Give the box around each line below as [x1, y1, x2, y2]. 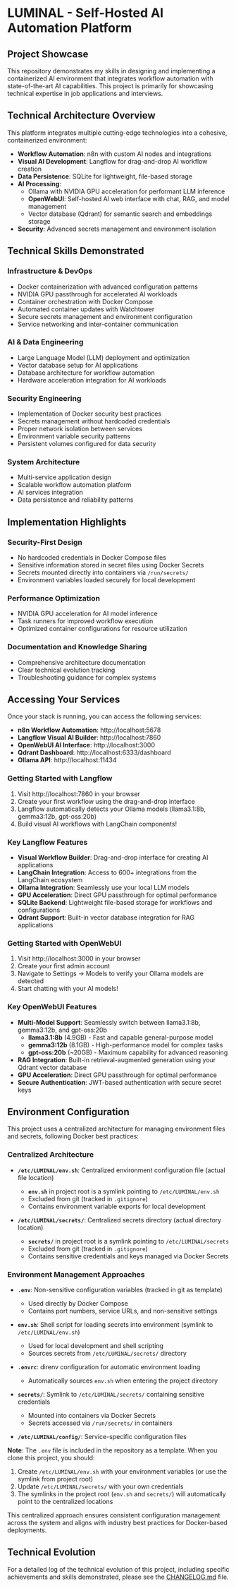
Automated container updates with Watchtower [17, 305, 155, 313]
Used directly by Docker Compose [27, 1299, 128, 1308]
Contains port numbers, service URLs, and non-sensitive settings [27, 1307, 218, 1316]
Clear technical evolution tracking [17, 666, 116, 674]
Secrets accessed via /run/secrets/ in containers [27, 1419, 173, 1427]
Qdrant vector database [17, 1063, 87, 1071]
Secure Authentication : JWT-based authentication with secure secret [17, 1078, 222, 1086]
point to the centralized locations [17, 1498, 113, 1506]
